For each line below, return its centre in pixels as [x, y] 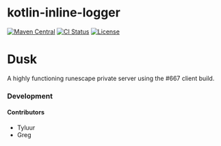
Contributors [26, 112]
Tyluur [26, 127]
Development [30, 96]
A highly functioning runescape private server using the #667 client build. [111, 78]
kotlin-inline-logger [64, 13]
